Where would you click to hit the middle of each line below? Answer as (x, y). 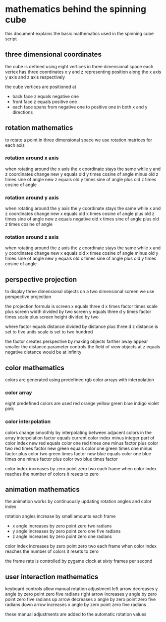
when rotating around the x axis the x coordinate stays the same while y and (83, 169)
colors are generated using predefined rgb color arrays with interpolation (80, 380)
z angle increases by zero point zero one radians (62, 536)
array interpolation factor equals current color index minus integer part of (80, 438)
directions (23, 112)
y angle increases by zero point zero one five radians (66, 531)
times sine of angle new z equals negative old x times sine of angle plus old (82, 219)
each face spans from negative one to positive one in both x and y (80, 107)
